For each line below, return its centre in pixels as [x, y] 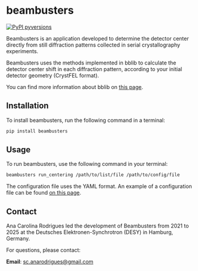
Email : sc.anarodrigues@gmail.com [50, 262]
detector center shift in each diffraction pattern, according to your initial [94, 69]
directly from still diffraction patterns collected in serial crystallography [93, 45]
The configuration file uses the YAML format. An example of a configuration [99, 186]
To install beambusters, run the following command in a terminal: [86, 120]
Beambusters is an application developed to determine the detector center [98, 38]
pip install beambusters [37, 131]
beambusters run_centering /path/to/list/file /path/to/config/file [93, 175]
